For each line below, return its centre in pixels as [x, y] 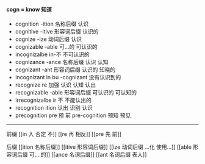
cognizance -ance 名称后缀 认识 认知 [62, 62]
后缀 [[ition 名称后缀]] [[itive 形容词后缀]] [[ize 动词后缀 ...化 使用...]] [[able [99, 147]
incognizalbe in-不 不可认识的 [52, 54]
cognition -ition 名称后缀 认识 [52, 24]
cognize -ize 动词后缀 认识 [49, 39]
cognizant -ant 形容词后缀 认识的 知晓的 [65, 70]
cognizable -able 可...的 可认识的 [56, 47]
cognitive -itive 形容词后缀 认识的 [57, 32]
